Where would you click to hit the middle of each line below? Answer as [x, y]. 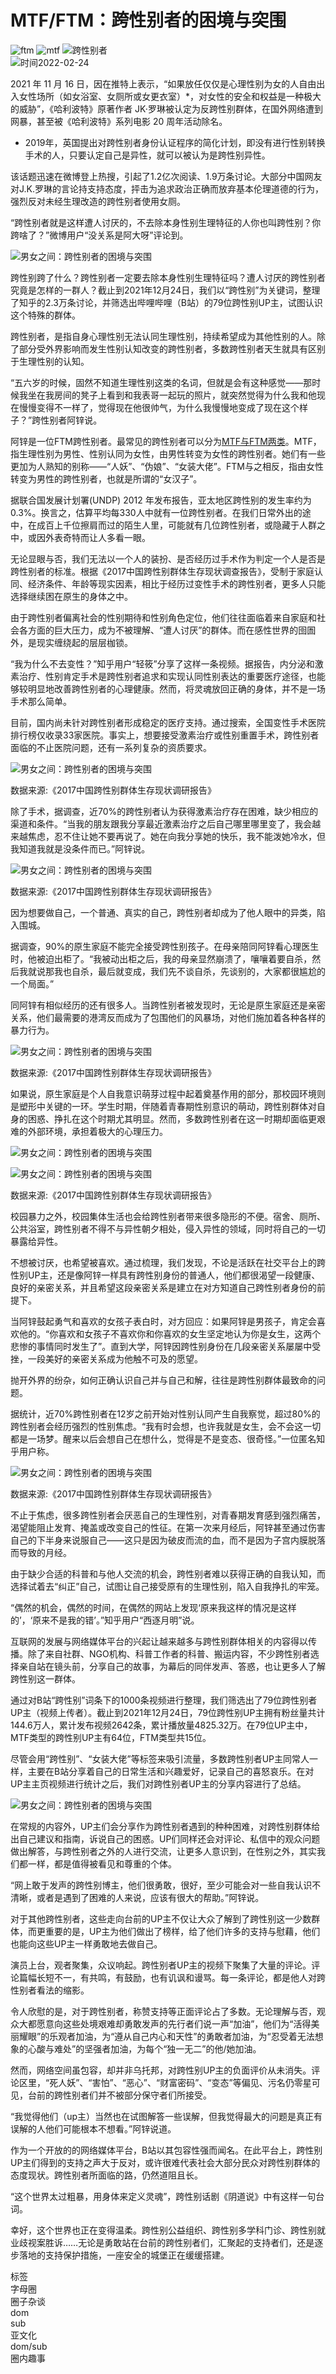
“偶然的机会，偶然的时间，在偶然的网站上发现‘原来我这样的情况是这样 [153, 1607]
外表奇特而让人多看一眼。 [97, 537]
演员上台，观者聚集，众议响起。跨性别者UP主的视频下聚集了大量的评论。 [161, 1965]
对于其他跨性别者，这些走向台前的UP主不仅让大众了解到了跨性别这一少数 [161, 1918]
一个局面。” [32, 983]
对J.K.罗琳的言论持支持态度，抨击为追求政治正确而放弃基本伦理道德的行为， [167, 188]
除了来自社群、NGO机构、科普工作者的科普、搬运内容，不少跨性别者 [169, 1653]
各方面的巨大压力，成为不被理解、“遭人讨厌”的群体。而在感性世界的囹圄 [167, 630]
